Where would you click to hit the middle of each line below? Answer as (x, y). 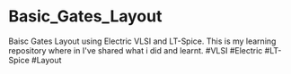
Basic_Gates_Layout (85, 16)
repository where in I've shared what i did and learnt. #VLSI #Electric (136, 50)
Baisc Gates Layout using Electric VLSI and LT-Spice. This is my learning (142, 41)
